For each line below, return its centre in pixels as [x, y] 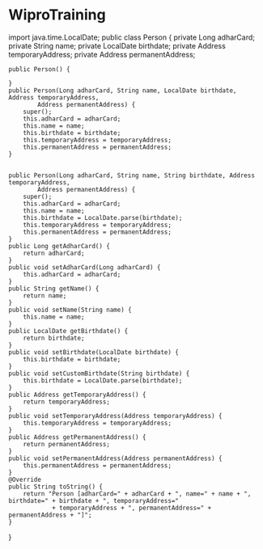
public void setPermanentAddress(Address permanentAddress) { [115, 458]
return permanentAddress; [67, 444]
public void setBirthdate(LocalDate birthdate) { [94, 352]
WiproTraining [57, 15]
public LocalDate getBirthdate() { [68, 331]
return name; [45, 296]
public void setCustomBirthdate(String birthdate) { [99, 374]
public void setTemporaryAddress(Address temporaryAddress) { [115, 416]
